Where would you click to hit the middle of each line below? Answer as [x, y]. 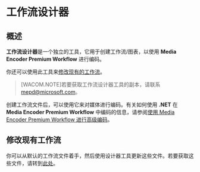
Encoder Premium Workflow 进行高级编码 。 [60, 119]
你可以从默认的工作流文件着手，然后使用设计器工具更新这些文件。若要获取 [97, 155]
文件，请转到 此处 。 [35, 163]
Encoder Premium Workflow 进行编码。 [56, 59]
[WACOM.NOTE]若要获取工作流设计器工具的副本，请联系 [90, 85]
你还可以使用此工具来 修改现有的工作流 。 [56, 72]
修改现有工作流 [34, 140]
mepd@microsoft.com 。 [51, 92]
